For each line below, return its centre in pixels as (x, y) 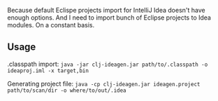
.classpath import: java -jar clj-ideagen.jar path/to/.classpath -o (108, 64)
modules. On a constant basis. (51, 25)
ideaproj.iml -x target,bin (48, 70)
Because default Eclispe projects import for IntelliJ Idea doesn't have (106, 10)
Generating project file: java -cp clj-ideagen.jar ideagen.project (104, 83)
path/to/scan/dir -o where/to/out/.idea (67, 90)
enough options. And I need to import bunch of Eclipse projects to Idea (109, 18)
